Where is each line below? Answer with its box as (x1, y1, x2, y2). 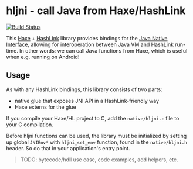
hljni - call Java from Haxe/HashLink (6, 4, 186, 18)
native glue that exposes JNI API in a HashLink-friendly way (14, 97, 160, 104)
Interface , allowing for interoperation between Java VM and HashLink (6, 41, 174, 48)
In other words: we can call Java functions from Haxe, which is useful (19, 47, 188, 54)
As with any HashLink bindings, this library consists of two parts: (6, 86, 162, 93)
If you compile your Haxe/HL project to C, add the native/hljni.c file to (6, 115, 180, 122)
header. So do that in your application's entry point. (6, 144, 130, 151)
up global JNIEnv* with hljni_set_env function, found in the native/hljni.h (6, 139, 188, 146)
